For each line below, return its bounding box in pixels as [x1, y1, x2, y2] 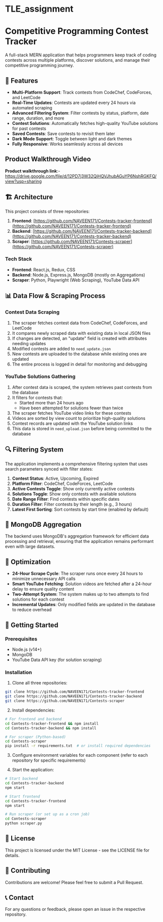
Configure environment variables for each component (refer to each [12, 752, 148, 758]
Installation [5, 669, 33, 676]
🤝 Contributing [5, 867, 50, 875]
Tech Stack [5, 256, 33, 262]
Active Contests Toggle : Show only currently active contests [12, 486, 135, 491]
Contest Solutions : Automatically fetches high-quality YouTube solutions [12, 120, 158, 126]
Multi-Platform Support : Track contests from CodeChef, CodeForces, [12, 89, 152, 95]
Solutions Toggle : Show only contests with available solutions [12, 491, 137, 497]
